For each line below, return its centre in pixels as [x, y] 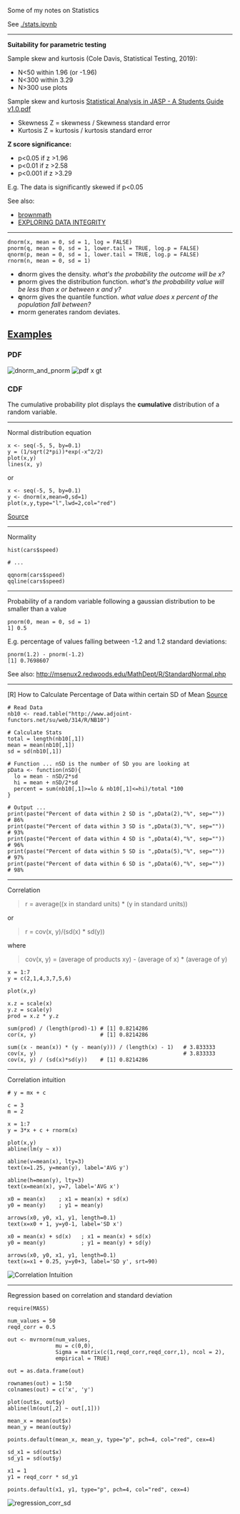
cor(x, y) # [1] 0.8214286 [78, 1035]
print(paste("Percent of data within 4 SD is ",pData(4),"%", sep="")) [116, 838]
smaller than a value [37, 608]
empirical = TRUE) [83, 1358]
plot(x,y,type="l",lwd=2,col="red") [62, 503]
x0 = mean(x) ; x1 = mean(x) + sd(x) [69, 1199]
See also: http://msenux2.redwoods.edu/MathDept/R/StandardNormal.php [117, 673]
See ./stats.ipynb [32, 24]
